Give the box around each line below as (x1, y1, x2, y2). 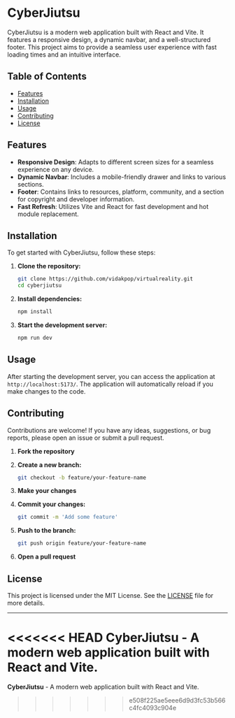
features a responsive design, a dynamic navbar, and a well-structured (7, 35, 211, 43)
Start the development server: (17, 321, 108, 329)
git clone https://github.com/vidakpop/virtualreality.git (17, 275, 194, 282)
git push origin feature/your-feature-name (17, 540, 147, 547)
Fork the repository (17, 447, 75, 455)
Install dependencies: (17, 295, 83, 303)
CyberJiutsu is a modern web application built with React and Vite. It (7, 28, 204, 36)
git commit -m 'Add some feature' (17, 514, 118, 521)
